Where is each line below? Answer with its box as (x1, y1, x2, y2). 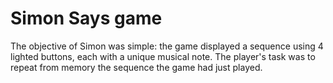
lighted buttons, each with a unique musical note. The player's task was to (10, 50, 316, 62)
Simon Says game (10, 7, 163, 30)
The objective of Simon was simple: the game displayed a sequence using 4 (10, 40, 324, 52)
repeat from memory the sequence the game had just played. (10, 61, 263, 73)
